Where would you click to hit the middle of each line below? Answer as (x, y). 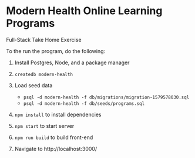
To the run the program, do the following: (56, 51)
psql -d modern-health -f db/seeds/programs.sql (84, 103)
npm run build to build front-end (54, 137)
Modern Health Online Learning (84, 11)
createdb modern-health (44, 74)
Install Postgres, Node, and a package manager (72, 62)
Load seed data (33, 85)
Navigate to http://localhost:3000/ (56, 149)
